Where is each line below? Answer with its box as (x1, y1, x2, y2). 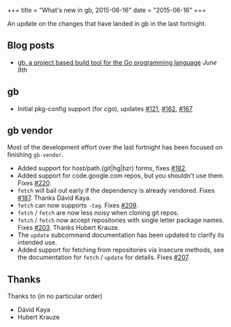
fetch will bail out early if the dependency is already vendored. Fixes (17, 187, 215, 195)
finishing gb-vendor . (7, 150, 64, 159)
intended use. (17, 238, 57, 247)
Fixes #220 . (17, 179, 52, 187)
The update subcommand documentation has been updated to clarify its (17, 231, 225, 240)
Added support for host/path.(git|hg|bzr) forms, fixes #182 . (17, 164, 187, 173)
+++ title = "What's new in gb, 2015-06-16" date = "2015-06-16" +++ (7, 6, 207, 14)
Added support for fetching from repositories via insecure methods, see (17, 246, 225, 254)
